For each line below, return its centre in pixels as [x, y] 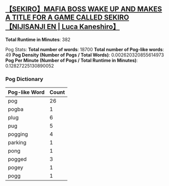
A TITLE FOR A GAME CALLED [54, 18]
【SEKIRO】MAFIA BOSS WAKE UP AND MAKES [84, 9]
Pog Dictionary [24, 79]
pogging [18, 134]
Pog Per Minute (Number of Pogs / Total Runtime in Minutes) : [72, 60]
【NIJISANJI [25, 27]
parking [17, 142]
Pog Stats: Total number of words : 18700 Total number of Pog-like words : [85, 49]
